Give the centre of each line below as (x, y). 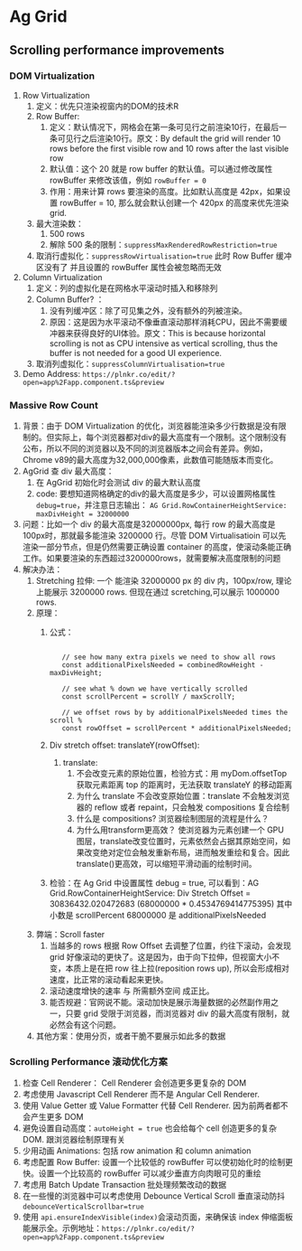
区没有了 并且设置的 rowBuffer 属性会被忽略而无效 (129, 267)
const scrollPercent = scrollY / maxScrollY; (149, 697)
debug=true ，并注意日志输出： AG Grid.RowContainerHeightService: (161, 505)
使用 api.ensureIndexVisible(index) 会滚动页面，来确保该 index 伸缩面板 (157, 1217)
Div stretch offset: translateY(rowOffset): (124, 745)
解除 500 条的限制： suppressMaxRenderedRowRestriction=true (163, 244)
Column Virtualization (62, 277)
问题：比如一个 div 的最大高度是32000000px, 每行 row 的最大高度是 (149, 524)
